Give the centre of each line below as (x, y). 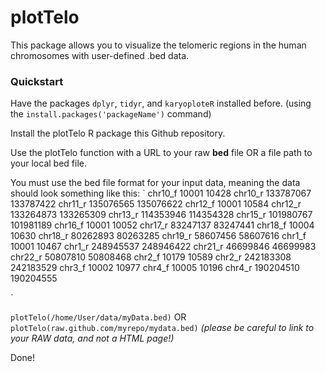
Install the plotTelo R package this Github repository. (118, 133)
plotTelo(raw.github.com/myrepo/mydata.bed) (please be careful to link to (162, 328)
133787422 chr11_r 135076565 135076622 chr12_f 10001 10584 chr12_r (156, 204)
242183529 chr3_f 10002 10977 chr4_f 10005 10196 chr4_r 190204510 (155, 268)
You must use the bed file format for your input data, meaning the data (155, 183)
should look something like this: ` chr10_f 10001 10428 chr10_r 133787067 (161, 193)
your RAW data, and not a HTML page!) (92, 338)
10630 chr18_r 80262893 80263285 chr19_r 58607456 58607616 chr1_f (158, 236)
